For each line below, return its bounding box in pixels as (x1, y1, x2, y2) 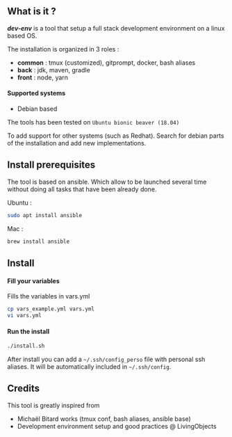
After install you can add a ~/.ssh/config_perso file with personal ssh (7, 355, 206, 363)
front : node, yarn (17, 73, 68, 81)
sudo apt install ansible (7, 212, 82, 218)
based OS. (7, 31, 38, 40)
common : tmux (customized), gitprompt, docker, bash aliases (17, 58, 196, 67)
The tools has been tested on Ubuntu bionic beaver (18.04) (7, 118, 180, 127)
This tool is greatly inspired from (7, 401, 100, 409)
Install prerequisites (7, 159, 96, 171)
